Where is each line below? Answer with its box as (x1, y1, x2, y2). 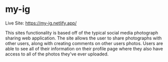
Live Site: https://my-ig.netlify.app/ (5, 20, 77, 26)
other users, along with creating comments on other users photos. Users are (5, 40, 163, 46)
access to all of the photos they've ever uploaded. (5, 51, 109, 57)
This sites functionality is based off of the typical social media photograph (5, 29, 158, 35)
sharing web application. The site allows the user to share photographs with (5, 35, 162, 41)
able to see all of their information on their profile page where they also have (5, 45, 163, 51)
